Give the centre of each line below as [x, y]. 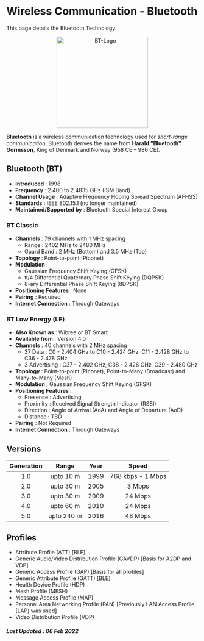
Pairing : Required [38, 297]
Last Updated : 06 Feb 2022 [43, 631]
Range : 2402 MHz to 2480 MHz [65, 245]
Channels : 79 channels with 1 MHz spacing [70, 238]
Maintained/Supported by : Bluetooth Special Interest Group [92, 209]
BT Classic [22, 225]
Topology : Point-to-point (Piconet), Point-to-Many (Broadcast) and [100, 371]
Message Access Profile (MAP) [54, 597]
